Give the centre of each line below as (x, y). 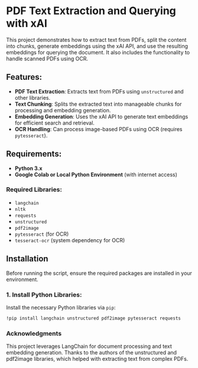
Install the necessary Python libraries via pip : (61, 307)
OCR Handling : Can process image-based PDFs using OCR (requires (98, 129)
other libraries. (33, 97)
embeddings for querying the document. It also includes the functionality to (98, 52)
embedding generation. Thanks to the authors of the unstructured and (92, 353)
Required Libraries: (34, 190)
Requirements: (34, 154)
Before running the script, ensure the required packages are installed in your (99, 273)
